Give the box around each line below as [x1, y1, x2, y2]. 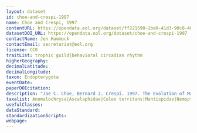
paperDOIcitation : [6, 85, 51, 91]
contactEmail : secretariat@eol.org [6, 42, 93, 48]
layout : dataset [6, 8, 46, 15]
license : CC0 [6, 47, 38, 53]
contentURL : [6, 25, 35, 31]
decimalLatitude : [6, 63, 49, 69]
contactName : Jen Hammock [6, 36, 69, 42]
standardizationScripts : [6, 112, 67, 118]
